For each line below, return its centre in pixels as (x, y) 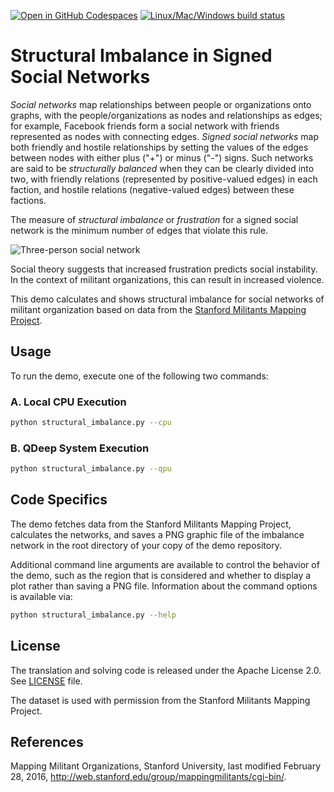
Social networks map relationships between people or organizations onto (161, 104)
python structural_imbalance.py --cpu (91, 423)
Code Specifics (59, 500)
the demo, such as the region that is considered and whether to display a (161, 575)
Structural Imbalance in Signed (141, 56)
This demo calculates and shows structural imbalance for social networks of (167, 299)
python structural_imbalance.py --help (93, 615)
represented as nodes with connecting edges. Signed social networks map (165, 136)
